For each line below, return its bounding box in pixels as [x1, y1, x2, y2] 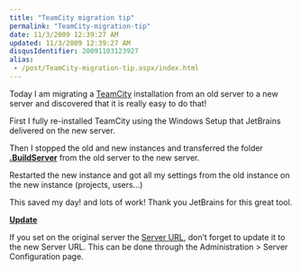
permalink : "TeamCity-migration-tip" [9, 22, 151, 31]
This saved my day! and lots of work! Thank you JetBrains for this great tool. [9, 196, 293, 208]
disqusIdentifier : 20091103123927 [9, 47, 140, 56]
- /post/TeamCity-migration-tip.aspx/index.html [13, 64, 200, 73]
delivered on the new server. [9, 125, 115, 135]
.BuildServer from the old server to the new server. [9, 152, 200, 163]
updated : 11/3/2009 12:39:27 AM [9, 38, 131, 48]
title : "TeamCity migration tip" [9, 13, 135, 23]
